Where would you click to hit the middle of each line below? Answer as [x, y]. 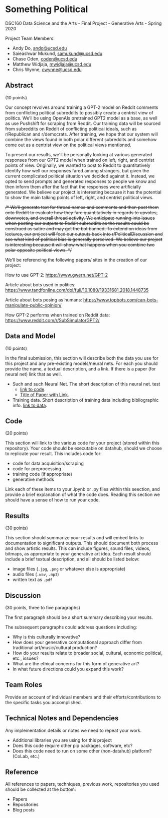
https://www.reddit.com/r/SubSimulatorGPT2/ [52, 320]
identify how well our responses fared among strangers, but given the [77, 170]
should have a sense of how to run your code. [53, 500]
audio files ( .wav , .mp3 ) [36, 574]
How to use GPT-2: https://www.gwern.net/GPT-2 [56, 275]
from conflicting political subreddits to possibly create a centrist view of [79, 112]
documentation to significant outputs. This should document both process [82, 543]
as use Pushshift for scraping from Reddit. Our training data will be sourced [83, 123]
